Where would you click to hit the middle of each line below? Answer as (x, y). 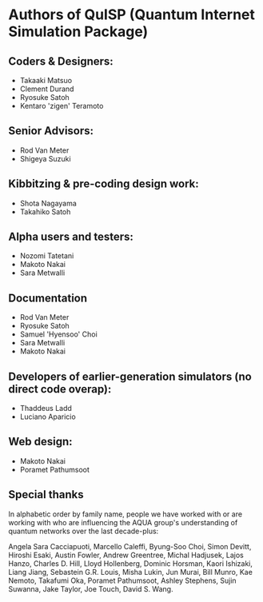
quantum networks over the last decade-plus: (84, 531)
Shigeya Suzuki (45, 158)
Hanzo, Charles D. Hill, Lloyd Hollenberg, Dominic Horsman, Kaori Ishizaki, (131, 563)
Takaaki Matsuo (46, 80)
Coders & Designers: (61, 61)
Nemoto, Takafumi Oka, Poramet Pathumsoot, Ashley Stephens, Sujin (123, 580)
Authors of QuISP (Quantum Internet (132, 15)
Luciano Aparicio (48, 417)
